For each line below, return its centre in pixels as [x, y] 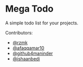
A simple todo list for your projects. [42, 23]
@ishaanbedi [26, 58]
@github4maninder [33, 53]
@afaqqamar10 [28, 48]
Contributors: [19, 32]
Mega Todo [29, 9]
